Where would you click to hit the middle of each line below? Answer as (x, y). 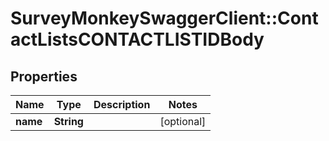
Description (122, 104)
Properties (44, 76)
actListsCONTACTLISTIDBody (137, 39)
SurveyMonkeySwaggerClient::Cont (164, 18)
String (68, 121)
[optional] (183, 121)
